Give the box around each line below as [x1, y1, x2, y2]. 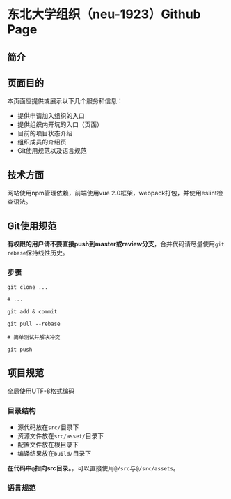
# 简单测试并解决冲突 [7, 334, 61, 341]
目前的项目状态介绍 [17, 129, 73, 137]
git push [7, 346, 33, 353]
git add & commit [7, 308, 58, 315]
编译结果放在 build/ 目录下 [17, 449, 92, 458]
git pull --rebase [7, 320, 61, 328]
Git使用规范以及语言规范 [17, 147, 87, 155]
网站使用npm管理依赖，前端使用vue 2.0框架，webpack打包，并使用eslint [7, 189, 217, 198]
